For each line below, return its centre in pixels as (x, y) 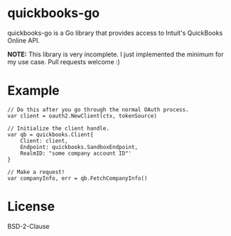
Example (33, 91)
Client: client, (44, 140)
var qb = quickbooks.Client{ (50, 134)
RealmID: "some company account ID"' (76, 153)
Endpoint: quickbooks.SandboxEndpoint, (79, 147)
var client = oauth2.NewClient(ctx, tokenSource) (82, 116)
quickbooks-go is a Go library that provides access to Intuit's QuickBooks (115, 33)
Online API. (24, 40)
